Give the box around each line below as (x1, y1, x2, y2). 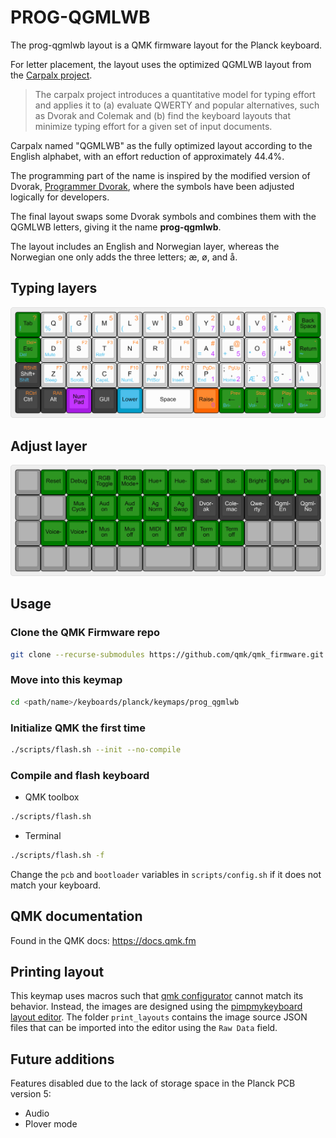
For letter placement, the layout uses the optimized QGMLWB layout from (10, 58, 312, 70)
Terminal (24, 829, 62, 841)
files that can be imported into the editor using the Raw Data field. (10, 1022, 278, 1034)
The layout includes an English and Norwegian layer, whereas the (10, 240, 280, 252)
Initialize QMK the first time (10, 721, 146, 735)
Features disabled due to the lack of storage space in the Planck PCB (10, 1077, 296, 1090)
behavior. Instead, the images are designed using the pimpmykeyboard (10, 1001, 303, 1013)
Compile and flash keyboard (10, 768, 150, 782)
